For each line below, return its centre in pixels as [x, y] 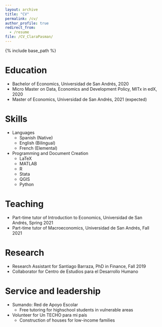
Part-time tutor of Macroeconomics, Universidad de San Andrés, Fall [81, 228]
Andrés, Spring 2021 [33, 223]
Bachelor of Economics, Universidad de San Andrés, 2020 [70, 84]
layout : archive [21, 10]
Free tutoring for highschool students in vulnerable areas [76, 309]
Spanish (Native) [36, 137]
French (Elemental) [38, 148]
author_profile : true [27, 23]
